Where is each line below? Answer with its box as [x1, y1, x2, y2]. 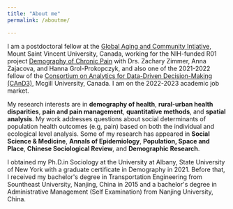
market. [7, 86, 29, 95]
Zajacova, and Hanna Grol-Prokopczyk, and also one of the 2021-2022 [7, 64, 211, 72]
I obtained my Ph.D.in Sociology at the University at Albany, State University [7, 157, 225, 166]
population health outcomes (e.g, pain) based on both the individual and [7, 122, 215, 130]
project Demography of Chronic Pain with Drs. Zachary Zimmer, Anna [7, 56, 207, 65]
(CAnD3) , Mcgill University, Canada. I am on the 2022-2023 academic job [7, 79, 220, 87]
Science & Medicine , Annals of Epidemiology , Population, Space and [7, 137, 211, 145]
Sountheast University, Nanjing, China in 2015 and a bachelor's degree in [7, 180, 218, 188]
